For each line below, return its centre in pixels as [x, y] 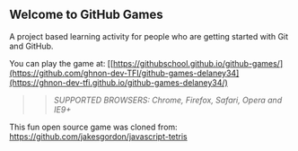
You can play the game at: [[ [61, 63]
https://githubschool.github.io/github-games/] [198, 63]
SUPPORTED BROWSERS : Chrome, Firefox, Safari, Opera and [168, 100]
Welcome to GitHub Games [86, 15]
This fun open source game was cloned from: [93, 127]
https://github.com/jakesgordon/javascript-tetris [99, 136]
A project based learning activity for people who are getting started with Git [149, 36]
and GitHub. [31, 46]
